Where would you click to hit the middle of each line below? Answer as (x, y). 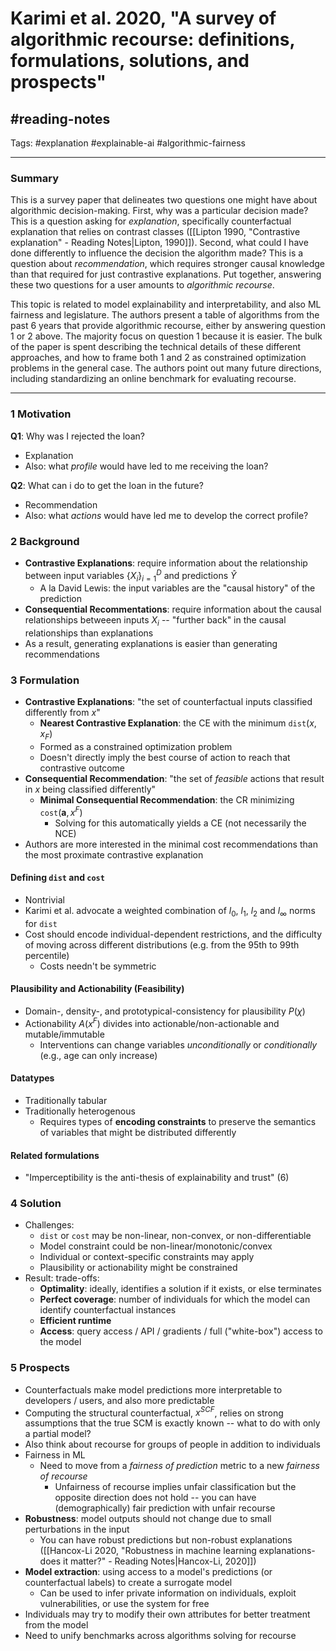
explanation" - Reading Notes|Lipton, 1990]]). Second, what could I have (159, 243)
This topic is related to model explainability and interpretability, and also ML (166, 304)
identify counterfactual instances (108, 1310)
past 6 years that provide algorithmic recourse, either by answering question (168, 326)
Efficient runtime (75, 1321)
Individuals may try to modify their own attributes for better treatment (167, 1614)
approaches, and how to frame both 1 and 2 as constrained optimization (158, 358)
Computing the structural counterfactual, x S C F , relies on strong (154, 1412)
